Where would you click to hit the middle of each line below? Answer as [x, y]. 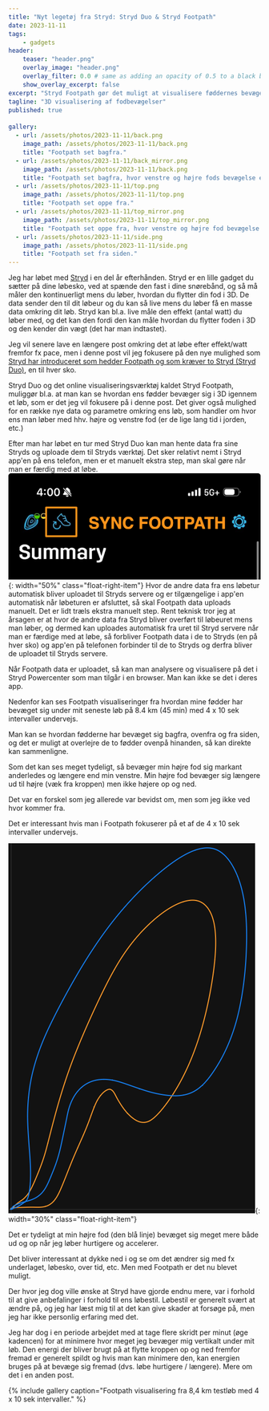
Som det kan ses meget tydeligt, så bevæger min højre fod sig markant [125, 767]
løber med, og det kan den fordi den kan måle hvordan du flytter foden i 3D [132, 320]
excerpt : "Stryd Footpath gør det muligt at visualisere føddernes [123, 93]
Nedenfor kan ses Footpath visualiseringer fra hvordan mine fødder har [126, 702]
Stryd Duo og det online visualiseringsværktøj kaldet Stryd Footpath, [121, 386]
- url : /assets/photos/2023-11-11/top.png [87, 186]
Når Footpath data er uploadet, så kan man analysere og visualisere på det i [133, 669]
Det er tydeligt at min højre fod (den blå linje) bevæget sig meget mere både [133, 1235]
